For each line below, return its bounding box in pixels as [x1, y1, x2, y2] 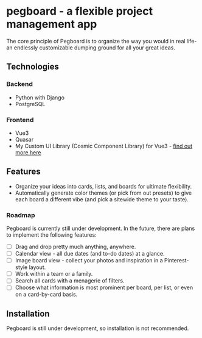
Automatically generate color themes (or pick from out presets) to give [15, 189, 192, 196]
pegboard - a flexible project [6, 4, 153, 18]
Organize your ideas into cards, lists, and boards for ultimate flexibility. [15, 182, 192, 190]
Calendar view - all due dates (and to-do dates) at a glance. [15, 250, 165, 257]
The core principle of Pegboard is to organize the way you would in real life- [6, 37, 197, 45]
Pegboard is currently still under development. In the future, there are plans [6, 225, 195, 232]
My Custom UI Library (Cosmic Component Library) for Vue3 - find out [15, 142, 193, 149]
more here [15, 148, 41, 156]
